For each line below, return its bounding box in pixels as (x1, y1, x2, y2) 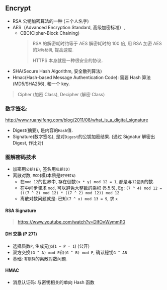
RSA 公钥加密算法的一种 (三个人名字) (12, 18, 89, 24)
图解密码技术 (5, 154, 37, 161)
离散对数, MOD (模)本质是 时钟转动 (12, 172, 76, 178)
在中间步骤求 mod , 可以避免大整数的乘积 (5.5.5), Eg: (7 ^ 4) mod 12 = (20, 185, 162, 191)
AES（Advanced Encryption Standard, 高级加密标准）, (12, 24, 125, 30)
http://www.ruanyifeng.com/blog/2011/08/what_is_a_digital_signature (5, 117, 148, 123)
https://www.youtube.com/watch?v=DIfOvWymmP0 (17, 219, 126, 225)
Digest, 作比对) (12, 140, 44, 146)
